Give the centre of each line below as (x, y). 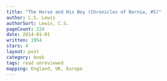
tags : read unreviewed (35, 63)
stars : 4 (17, 46)
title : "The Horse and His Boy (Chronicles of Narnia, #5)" (84, 12)
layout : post (23, 52)
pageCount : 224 (26, 29)
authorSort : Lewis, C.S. (38, 23)
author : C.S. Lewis (31, 18)
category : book (26, 57)
